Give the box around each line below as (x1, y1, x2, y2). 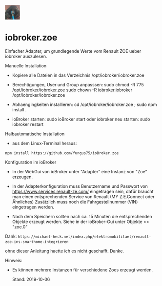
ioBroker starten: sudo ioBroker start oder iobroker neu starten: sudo (12, 116, 150, 122)
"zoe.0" (12, 224, 28, 229)
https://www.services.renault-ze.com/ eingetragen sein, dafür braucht (12, 188, 154, 194)
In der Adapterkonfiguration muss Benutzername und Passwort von (12, 183, 148, 189)
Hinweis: (5, 257, 23, 263)
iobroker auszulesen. (5, 53, 47, 59)
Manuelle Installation (5, 62, 47, 68)
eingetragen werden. (12, 204, 55, 210)
